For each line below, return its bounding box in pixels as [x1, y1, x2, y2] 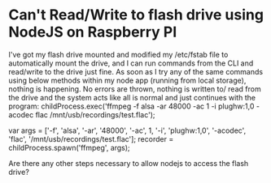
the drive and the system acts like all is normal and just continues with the [8, 92, 256, 102]
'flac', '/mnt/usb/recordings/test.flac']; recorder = [8, 134, 174, 143]
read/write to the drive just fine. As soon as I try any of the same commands [8, 66, 263, 76]
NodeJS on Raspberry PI [8, 23, 177, 41]
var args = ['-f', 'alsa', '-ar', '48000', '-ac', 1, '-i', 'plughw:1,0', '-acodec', [8, 126, 247, 135]
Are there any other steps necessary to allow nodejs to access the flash [8, 158, 249, 168]
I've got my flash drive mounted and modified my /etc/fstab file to [8, 49, 229, 59]
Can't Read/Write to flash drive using [8, 6, 264, 24]
